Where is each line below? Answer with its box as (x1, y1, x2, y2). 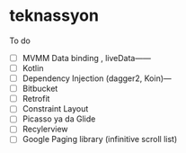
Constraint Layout (22, 103, 89, 114)
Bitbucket (22, 83, 58, 94)
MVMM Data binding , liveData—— (22, 52, 151, 63)
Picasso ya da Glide (22, 113, 96, 124)
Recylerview (22, 123, 69, 135)
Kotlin (22, 63, 44, 73)
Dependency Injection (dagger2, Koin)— (22, 73, 173, 84)
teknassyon (9, 5, 99, 26)
